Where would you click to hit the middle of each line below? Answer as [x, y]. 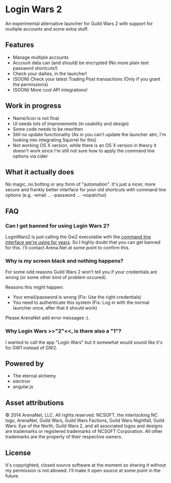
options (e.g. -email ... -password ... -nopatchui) [56, 195]
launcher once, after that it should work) [55, 308]
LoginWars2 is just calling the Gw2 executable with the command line [78, 237]
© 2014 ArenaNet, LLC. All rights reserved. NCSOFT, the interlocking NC [82, 415]
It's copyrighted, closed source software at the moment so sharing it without [86, 465]
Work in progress [33, 106]
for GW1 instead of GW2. [31, 347]
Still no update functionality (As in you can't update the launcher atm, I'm [89, 134]
